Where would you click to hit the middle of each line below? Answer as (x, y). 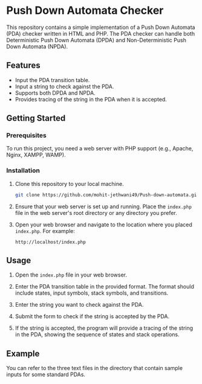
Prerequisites (26, 135)
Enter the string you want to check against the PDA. (79, 305)
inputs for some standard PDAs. (46, 374)
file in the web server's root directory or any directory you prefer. (96, 213)
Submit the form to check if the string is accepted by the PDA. (92, 316)
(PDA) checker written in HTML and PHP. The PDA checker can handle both (101, 33)
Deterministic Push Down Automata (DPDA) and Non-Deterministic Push (96, 40)
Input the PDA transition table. (52, 80)
